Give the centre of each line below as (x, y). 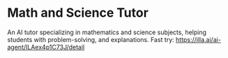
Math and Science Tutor (78, 13)
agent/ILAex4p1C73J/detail (46, 47)
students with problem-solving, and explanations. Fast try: (91, 39)
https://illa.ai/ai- (198, 39)
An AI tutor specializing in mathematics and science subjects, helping (107, 32)
